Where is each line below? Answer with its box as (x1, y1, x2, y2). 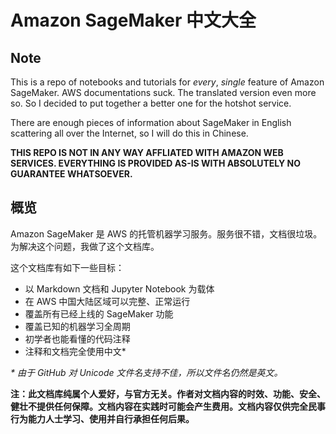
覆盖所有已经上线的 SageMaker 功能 (24, 307, 174, 320)
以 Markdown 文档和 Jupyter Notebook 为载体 (24, 282, 215, 295)
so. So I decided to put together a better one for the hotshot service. (10, 97, 292, 109)
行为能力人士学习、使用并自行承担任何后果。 (10, 412, 195, 425)
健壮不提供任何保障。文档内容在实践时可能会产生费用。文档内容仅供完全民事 (10, 400, 326, 412)
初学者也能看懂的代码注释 (24, 332, 131, 345)
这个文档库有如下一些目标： (10, 261, 125, 273)
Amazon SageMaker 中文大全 (10, 9, 257, 32)
